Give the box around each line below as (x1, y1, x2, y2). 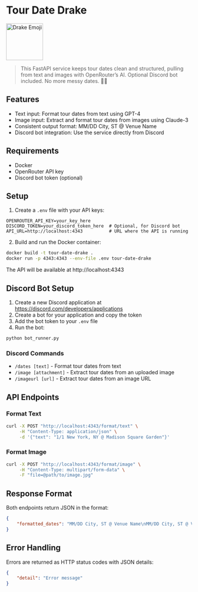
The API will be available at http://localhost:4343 (6, 266, 124, 274)
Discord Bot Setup (6, 283, 74, 293)
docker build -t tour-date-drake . (6, 250, 94, 256)
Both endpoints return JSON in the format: (6, 504, 109, 511)
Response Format (6, 488, 72, 498)
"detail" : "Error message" (16, 575, 83, 581)
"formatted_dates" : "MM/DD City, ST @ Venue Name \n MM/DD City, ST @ (16, 521, 189, 527)
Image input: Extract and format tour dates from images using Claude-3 (14, 116, 189, 124)
